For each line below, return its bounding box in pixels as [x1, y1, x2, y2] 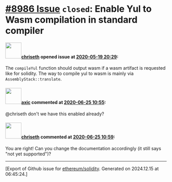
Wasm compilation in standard [5, 14, 138, 26]
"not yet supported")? [5, 151, 51, 157]
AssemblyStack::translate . [5, 76, 62, 82]
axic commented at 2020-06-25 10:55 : [21, 99, 106, 105]
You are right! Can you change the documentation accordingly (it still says [5, 145, 161, 151]
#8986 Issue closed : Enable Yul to [5, 3, 152, 15]
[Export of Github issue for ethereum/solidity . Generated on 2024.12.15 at [5, 165, 159, 172]
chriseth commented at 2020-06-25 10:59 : [21, 134, 115, 140]
